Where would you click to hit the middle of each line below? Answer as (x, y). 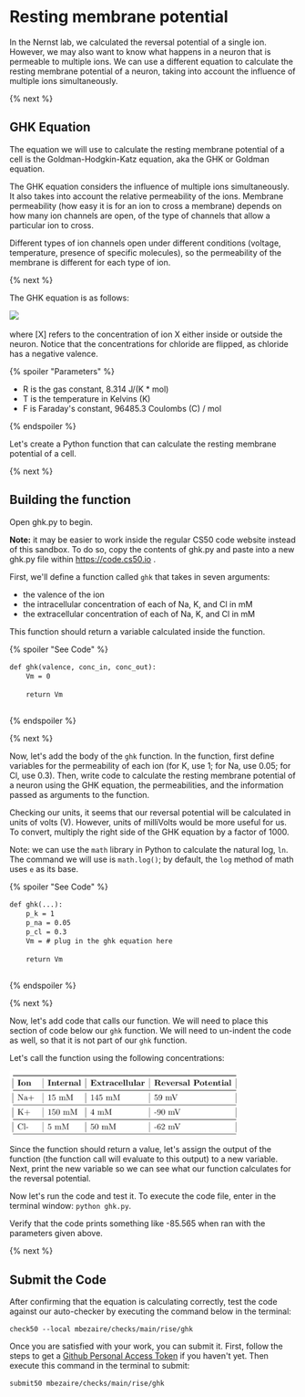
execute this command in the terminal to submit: (100, 1365)
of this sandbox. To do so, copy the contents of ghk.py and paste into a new (152, 549)
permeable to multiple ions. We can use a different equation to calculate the (152, 61)
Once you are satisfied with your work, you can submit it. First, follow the (147, 1346)
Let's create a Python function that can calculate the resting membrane (143, 444)
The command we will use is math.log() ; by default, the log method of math (152, 859)
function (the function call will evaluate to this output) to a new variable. (144, 1159)
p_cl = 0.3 (46, 932)
